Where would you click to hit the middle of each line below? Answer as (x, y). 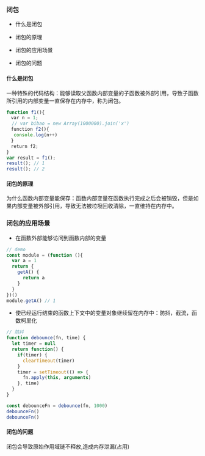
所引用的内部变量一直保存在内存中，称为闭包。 (65, 101)
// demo (16, 249)
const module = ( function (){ (45, 255)
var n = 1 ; (24, 118)
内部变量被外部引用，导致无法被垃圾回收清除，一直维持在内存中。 (94, 206)
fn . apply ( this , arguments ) (57, 378)
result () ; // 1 (26, 163)
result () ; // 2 (26, 169)
